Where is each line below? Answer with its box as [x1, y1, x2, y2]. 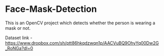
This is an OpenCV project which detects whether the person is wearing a [5, 20, 156, 26]
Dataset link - [5, 35, 33, 41]
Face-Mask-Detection [5, 3, 97, 15]
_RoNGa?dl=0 [5, 45, 34, 51]
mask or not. [5, 25, 31, 31]
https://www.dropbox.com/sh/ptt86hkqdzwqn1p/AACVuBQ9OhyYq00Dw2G [5, 40, 159, 46]
